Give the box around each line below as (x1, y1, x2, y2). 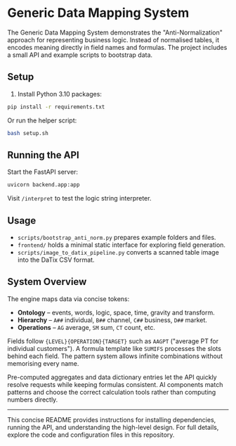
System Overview (7, 276, 87, 288)
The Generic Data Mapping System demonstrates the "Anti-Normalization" (7, 28, 223, 37)
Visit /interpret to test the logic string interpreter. (7, 194, 152, 203)
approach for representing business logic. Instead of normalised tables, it (7, 35, 220, 44)
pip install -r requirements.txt (7, 103, 105, 110)
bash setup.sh (7, 129, 49, 136)
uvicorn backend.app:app (7, 181, 80, 189)
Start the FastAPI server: (7, 167, 79, 177)
